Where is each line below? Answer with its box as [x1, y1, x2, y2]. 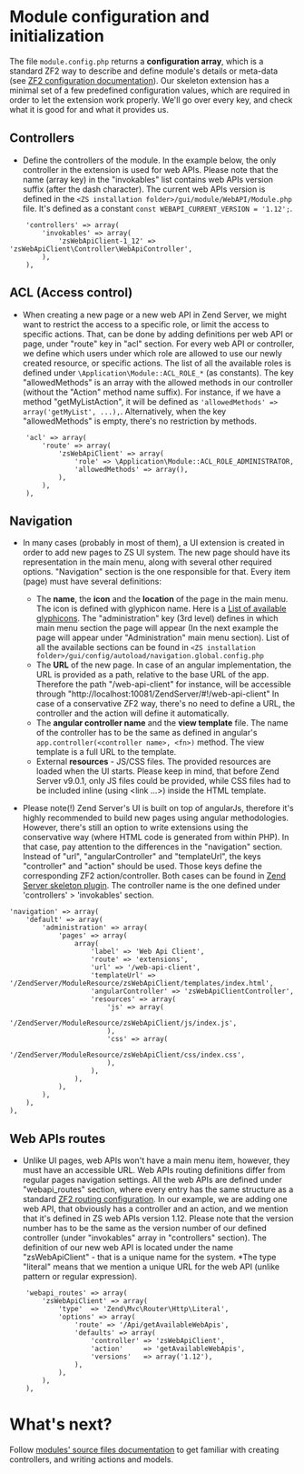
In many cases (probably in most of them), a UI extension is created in [22, 537, 285, 548]
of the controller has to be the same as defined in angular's [35, 727, 258, 738]
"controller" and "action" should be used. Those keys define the [22, 861, 263, 872]
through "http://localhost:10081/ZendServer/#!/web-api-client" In [35, 688, 279, 699]
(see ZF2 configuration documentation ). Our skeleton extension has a [9, 75, 270, 85]
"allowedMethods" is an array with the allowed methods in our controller [22, 376, 293, 387]
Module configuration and [9, 6, 211, 27]
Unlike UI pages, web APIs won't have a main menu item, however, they [22, 1155, 290, 1166]
